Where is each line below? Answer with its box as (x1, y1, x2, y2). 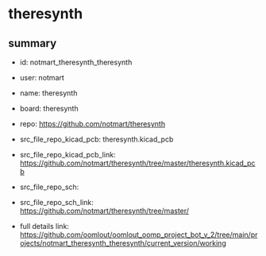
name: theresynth (19, 88, 78, 98)
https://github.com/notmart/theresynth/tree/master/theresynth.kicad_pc (19, 158, 256, 168)
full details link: (19, 222, 70, 231)
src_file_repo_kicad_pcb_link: (19, 150, 116, 159)
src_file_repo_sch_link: (19, 198, 94, 207)
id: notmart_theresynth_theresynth (19, 57, 133, 67)
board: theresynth (19, 104, 79, 113)
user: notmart (19, 73, 65, 82)
